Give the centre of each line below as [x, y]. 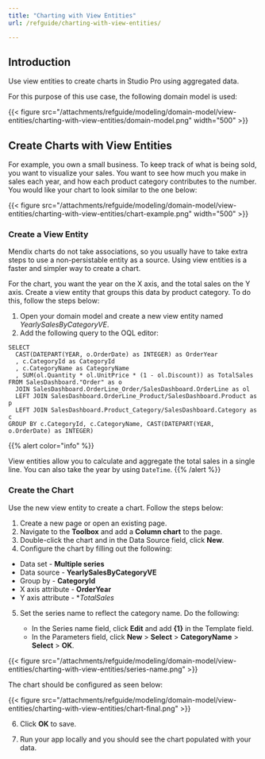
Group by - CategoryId [58, 580]
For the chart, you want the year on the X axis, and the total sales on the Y [129, 284]
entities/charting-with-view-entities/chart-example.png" [100, 214]
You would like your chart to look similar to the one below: [103, 190]
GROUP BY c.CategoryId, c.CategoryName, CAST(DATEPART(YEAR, [111, 424]
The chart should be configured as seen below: [86, 684]
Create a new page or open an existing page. [93, 523]
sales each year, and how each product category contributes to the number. [132, 182]
